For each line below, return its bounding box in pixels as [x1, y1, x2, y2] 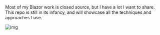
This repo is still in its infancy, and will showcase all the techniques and [5, 9, 151, 15]
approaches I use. [5, 15, 42, 20]
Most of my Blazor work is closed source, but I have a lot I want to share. [5, 4, 155, 10]
